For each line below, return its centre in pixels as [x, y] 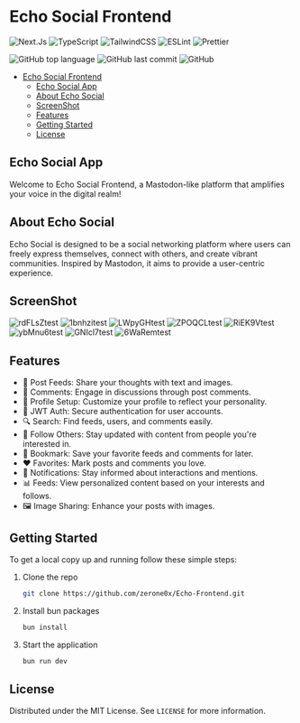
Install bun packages [61, 610]
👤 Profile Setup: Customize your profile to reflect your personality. [145, 402]
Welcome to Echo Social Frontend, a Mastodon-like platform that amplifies [147, 184]
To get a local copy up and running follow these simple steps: [123, 560]
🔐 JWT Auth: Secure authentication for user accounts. [123, 412]
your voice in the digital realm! [65, 194]
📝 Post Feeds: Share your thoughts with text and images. [127, 383]
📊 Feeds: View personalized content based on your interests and [144, 483]
